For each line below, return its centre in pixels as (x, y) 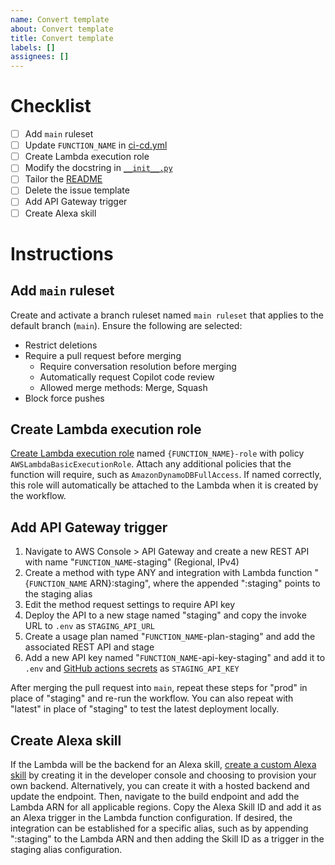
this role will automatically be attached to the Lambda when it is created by (164, 485)
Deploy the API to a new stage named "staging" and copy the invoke (165, 615)
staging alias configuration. (66, 849)
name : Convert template (60, 19)
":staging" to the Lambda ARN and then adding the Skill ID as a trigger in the (167, 839)
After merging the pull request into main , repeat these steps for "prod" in (159, 688)
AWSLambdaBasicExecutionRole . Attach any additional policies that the (151, 464)
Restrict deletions (61, 345)
